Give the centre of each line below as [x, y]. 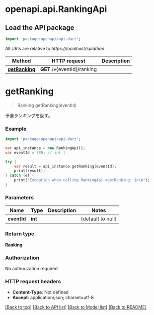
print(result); [30, 171]
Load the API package [40, 28]
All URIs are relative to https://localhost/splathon [55, 48]
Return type [20, 234]
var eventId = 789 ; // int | [35, 153]
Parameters [19, 197]
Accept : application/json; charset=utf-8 [53, 298]
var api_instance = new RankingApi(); [45, 148]
